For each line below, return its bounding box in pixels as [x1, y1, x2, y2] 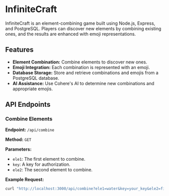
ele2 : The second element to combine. [12, 167, 93, 173]
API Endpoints [5, 100, 51, 109]
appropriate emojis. [12, 86, 53, 92]
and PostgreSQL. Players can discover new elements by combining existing [5, 25, 162, 31]
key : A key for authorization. [12, 161, 70, 167]
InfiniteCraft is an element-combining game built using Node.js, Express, [5, 20, 155, 26]
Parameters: [5, 146, 32, 152]
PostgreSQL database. [12, 75, 59, 81]
